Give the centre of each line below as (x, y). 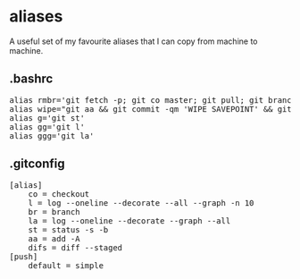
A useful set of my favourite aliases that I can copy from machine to (133, 41)
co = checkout (59, 194)
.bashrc (31, 79)
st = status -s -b (68, 229)
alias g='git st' (47, 118)
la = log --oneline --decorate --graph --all (129, 220)
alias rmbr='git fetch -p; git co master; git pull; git (137, 100)
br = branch (54, 211)
